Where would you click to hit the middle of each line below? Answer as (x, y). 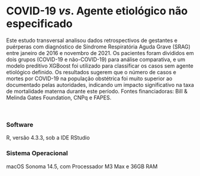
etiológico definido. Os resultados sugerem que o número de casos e (91, 72)
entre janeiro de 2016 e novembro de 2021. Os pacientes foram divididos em (100, 53)
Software (20, 125)
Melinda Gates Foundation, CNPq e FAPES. (59, 98)
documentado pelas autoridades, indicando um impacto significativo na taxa (100, 84)
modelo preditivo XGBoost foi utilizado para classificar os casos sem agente (100, 66)
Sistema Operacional (37, 153)
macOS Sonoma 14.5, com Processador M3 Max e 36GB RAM (82, 166)
